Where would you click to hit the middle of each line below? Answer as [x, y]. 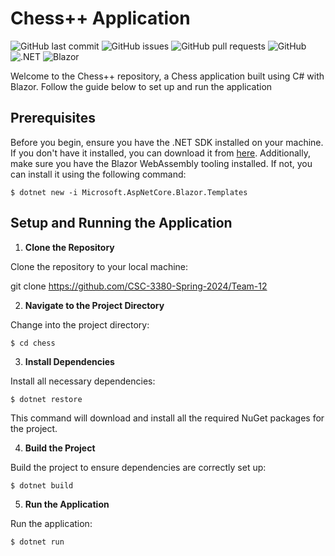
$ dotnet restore [46, 399]
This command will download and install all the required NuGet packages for [167, 418]
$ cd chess [33, 343]
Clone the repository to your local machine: [99, 266]
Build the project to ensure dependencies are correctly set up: [138, 467]
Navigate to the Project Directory [94, 305]
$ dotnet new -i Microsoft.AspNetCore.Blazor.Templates [129, 192]
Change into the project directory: [80, 324]
